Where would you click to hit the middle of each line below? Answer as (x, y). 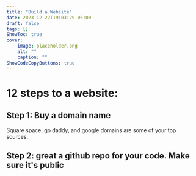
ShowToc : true (24, 35)
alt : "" (27, 52)
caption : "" (32, 57)
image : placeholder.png (48, 46)
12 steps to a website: (62, 93)
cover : (15, 40)
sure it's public (35, 165)
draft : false (23, 23)
